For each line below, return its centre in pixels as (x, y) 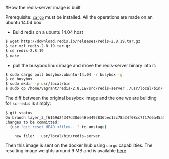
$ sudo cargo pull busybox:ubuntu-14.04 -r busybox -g (64, 74)
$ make (12, 56)
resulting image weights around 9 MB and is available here (66, 151)
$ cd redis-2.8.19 (24, 51)
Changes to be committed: (32, 122)
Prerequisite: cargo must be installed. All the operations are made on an (79, 17)
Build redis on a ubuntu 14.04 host (48, 32)
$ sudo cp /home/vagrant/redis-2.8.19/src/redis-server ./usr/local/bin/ (84, 89)
